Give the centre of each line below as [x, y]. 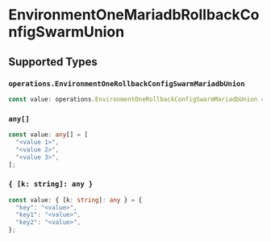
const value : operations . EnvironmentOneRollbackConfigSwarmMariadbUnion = [137, 99]
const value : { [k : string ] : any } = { [75, 200]
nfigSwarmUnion [67, 32]
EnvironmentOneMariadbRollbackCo [134, 15]
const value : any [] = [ [48, 135]
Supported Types [53, 62]
